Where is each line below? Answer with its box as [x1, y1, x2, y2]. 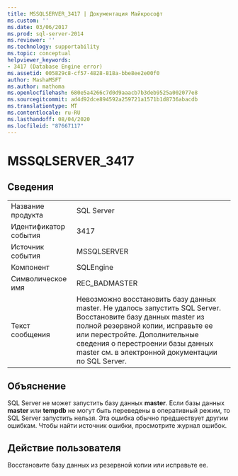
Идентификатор [11, 221, 66, 231]
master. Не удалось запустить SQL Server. [76, 302, 222, 312]
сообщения [11, 329, 51, 339]
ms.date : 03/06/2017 [7, 23, 69, 30]
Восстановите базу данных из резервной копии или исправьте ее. [7, 461, 209, 470]
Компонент [11, 262, 50, 272]
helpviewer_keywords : [7, 57, 72, 64]
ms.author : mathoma [7, 83, 65, 90]
